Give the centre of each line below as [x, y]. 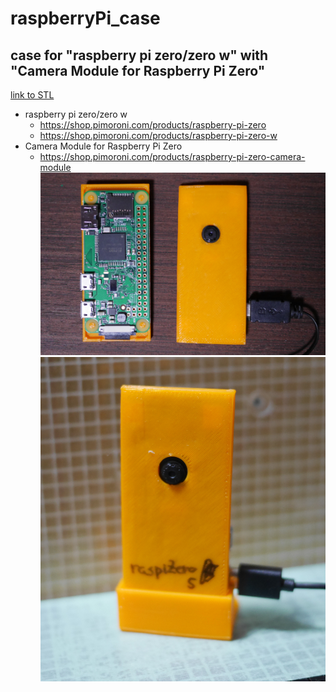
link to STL [32, 95]
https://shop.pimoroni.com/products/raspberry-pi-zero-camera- [172, 156]
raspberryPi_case [85, 18]
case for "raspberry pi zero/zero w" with [139, 55]
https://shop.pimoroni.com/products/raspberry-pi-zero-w [158, 135]
